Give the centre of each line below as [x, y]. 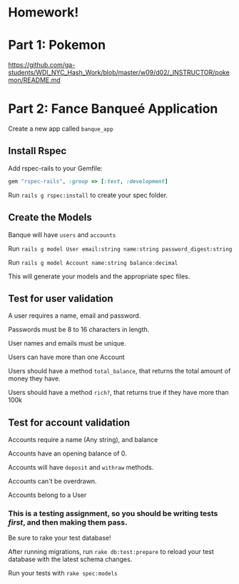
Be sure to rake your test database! [60, 538]
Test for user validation [61, 298]
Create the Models [50, 217]
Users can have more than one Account [67, 357]
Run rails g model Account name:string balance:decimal [93, 262]
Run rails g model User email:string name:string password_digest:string [120, 248]
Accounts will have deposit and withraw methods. [81, 468]
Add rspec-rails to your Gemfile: [55, 168]
